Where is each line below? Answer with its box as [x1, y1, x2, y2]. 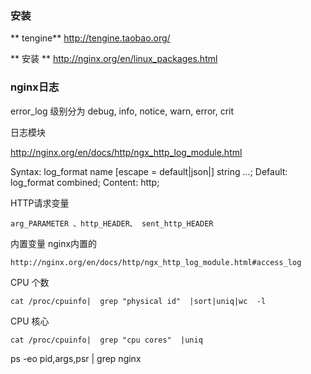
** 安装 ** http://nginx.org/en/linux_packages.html [10, 53, 218, 65]
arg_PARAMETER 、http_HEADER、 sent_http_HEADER [10, 218, 214, 229]
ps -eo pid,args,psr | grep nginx [10, 352, 142, 364]
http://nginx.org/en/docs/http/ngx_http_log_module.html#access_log [10, 257, 302, 267]
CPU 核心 [10, 315, 50, 327]
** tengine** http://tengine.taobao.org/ [10, 32, 171, 44]
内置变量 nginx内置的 [10, 237, 98, 249]
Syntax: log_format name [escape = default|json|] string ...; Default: [10, 165, 288, 177]
